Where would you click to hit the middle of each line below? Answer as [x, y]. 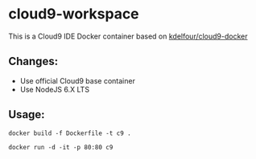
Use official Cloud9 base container [77, 80]
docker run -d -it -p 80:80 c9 [61, 147]
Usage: [27, 114]
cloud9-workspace [74, 14]
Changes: [33, 61]
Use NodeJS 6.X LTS [55, 89]
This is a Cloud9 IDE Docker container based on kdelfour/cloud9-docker [128, 36]
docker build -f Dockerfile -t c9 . [70, 133]
